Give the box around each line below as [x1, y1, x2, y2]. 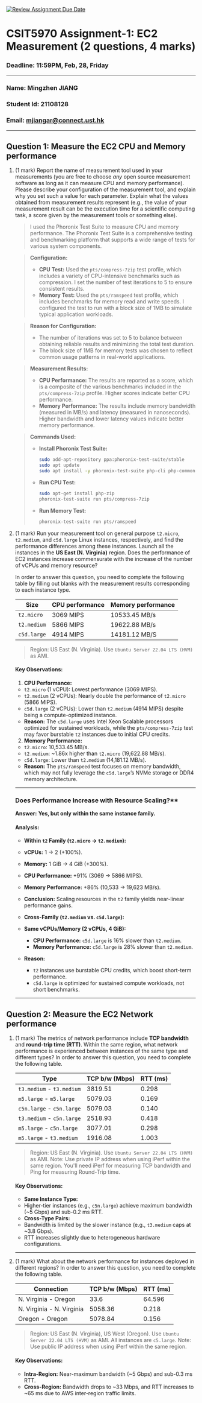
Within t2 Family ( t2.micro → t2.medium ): [23, 837, 126, 844]
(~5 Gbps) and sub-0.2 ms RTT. [23, 1208, 103, 1215]
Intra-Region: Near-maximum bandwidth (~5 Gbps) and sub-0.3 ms [23, 1370, 193, 1378]
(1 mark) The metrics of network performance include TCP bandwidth [14, 1034, 189, 1042]
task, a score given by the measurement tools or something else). [14, 212, 177, 219]
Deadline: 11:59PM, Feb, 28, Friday [6, 61, 109, 69]
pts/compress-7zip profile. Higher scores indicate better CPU [38, 390, 191, 397]
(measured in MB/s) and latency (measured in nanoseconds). [38, 409, 191, 416]
